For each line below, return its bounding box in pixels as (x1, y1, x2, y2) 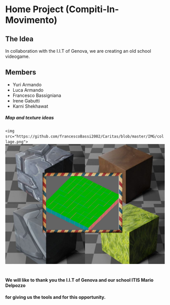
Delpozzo (5, 282, 26, 288)
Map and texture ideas (5, 115, 54, 121)
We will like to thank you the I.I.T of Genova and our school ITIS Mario (5, 277, 154, 283)
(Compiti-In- (65, 4, 119, 15)
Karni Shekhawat (12, 103, 49, 109)
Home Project (5, 4, 64, 15)
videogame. (5, 53, 30, 59)
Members (5, 68, 36, 77)
